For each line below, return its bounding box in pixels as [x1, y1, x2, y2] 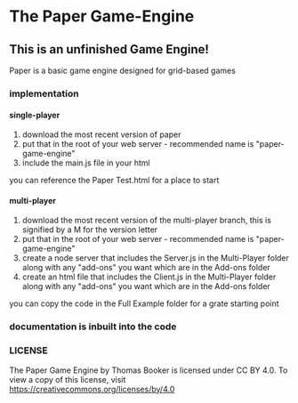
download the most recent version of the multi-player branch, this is [21, 215, 271, 226]
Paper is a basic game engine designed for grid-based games [9, 65, 236, 76]
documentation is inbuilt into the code [9, 320, 177, 333]
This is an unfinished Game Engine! [9, 42, 209, 57]
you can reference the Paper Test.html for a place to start [9, 175, 220, 186]
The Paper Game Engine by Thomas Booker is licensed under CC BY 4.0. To [9, 365, 288, 375]
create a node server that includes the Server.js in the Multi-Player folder [21, 253, 289, 263]
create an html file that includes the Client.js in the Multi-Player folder [21, 271, 277, 282]
